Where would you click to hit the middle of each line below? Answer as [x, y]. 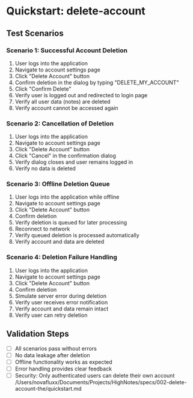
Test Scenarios [35, 33]
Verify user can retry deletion [51, 315]
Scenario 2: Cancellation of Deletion [60, 123]
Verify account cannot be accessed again [66, 108]
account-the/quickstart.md [48, 388]
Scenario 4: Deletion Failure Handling [62, 258]
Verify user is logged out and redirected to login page [81, 95]
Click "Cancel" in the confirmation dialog [65, 156]
